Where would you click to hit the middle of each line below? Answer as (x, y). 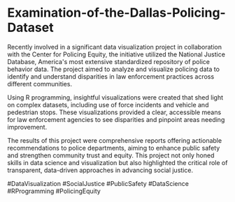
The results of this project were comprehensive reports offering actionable (115, 140)
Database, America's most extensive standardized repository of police (108, 61)
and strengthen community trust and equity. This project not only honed (111, 155)
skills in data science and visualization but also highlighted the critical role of (117, 162)
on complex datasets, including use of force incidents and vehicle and (108, 104)
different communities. (40, 84)
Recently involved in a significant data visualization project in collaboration (115, 47)
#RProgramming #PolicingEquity (54, 191)
